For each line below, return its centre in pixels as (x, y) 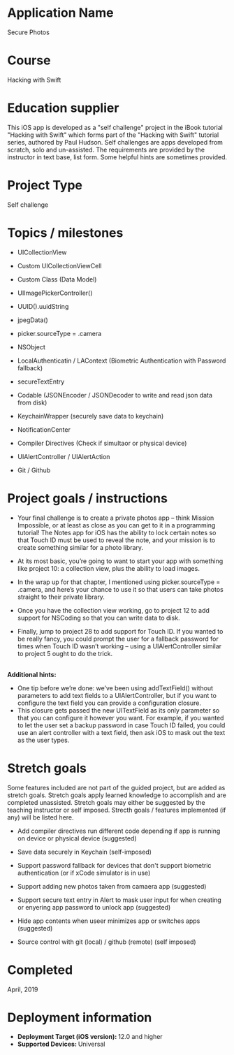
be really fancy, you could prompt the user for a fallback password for (118, 639)
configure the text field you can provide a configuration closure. (109, 703)
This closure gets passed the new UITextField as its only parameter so (118, 710)
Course (29, 60)
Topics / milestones (65, 233)
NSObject (31, 347)
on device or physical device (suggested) (77, 838)
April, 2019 (23, 989)
